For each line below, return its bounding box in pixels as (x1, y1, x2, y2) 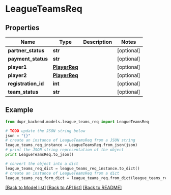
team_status (8, 89, 39, 95)
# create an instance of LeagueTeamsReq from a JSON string (5, 138, 136, 143)
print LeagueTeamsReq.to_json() (5, 152, 74, 157)
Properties (5, 23, 40, 32)
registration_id (8, 80, 44, 87)
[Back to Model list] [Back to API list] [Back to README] (5, 184, 122, 191)
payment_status (8, 55, 48, 62)
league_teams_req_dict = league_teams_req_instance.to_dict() (5, 166, 140, 171)
